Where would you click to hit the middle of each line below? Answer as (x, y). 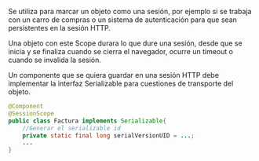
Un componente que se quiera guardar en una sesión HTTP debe (114, 75)
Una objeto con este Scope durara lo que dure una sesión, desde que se (125, 43)
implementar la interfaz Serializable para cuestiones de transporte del (121, 83)
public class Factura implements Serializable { (88, 121)
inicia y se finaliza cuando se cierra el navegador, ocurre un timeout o (121, 51)
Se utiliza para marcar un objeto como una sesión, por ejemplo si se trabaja (130, 11)
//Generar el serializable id (72, 128)
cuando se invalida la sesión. (55, 60)
